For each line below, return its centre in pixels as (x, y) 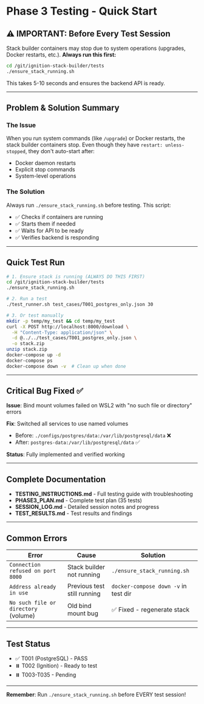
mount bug (83, 613)
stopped (16, 152)
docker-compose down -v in (149, 586)
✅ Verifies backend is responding (57, 237)
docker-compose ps (29, 361)
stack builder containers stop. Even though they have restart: (84, 145)
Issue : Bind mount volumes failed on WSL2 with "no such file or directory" (99, 405)
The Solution (25, 192)
